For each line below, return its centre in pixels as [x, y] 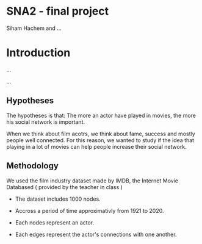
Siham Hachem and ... [34, 28]
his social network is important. [46, 122]
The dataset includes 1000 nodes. [58, 199]
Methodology [33, 166]
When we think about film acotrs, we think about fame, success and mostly [101, 134]
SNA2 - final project [57, 11]
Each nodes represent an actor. [55, 222]
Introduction [38, 53]
